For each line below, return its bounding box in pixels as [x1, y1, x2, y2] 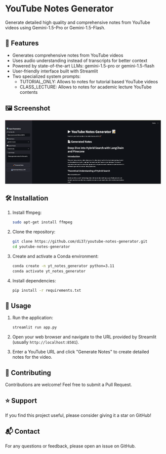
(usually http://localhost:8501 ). [12, 339, 79, 345]
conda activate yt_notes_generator [12, 268, 86, 273]
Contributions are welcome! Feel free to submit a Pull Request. [5, 382, 132, 388]
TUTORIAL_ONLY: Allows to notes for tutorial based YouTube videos [19, 78, 158, 84]
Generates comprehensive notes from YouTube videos [12, 52, 124, 58]
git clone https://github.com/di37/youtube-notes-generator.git [12, 239, 148, 244]
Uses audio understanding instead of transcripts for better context [12, 58, 148, 64]
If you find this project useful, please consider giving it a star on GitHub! [5, 412, 152, 418]
